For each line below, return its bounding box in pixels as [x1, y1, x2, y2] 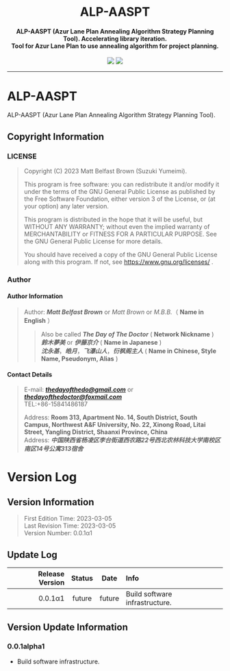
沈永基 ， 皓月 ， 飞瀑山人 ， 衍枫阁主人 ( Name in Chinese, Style [40, 347, 217, 355]
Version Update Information [7, 621, 128, 633]
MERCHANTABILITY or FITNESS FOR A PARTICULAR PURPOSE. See [23, 230, 217, 239]
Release [38, 570, 65, 579]
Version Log [7, 469, 77, 485]
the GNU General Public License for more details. [23, 237, 163, 245]
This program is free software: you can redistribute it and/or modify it [23, 180, 220, 188]
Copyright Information [7, 131, 105, 143]
